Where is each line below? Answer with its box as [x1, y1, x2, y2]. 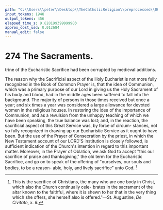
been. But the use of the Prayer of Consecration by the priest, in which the [5, 133, 154, 139]
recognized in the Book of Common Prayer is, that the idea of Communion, [5, 81, 154, 87]
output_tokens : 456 [5, 16, 45, 21]
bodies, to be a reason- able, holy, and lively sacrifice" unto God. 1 [5, 164, 137, 171]
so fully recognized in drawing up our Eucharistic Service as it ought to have [5, 127, 158, 134]
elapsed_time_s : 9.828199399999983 [5, 20, 77, 26]
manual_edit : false [5, 30, 45, 35]
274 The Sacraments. [5, 51, 94, 62]
